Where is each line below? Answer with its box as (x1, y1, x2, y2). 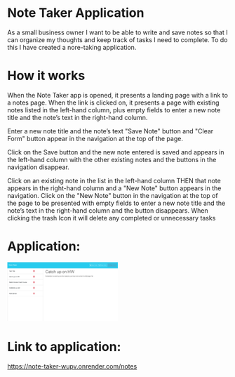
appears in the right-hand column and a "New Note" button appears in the (7, 184, 222, 192)
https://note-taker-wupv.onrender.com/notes (7, 362, 137, 370)
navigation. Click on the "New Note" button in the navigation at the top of (7, 191, 219, 199)
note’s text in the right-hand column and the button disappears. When (7, 206, 208, 215)
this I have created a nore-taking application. (7, 43, 137, 51)
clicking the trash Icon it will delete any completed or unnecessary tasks (7, 213, 216, 222)
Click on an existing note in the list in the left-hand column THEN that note (7, 176, 221, 185)
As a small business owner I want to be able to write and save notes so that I (7, 28, 228, 37)
